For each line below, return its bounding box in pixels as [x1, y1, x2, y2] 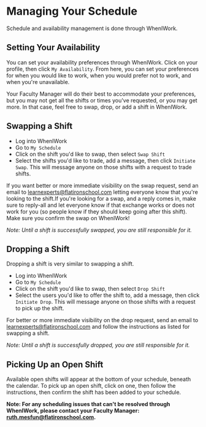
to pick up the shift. [15, 305, 64, 312]
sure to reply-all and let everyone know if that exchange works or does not [6, 201, 195, 209]
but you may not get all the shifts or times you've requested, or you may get [6, 96, 197, 104]
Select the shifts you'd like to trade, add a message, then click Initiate [15, 156, 196, 164]
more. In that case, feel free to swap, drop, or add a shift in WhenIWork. [6, 103, 188, 110]
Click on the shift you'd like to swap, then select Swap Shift [15, 150, 166, 158]
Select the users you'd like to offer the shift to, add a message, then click [15, 291, 200, 299]
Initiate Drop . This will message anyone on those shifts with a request [15, 298, 196, 306]
